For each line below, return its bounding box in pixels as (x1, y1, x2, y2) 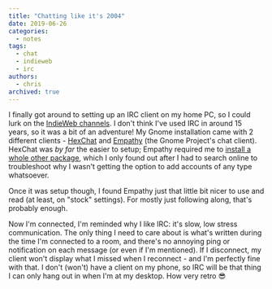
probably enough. (8, 204, 68, 213)
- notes (15, 34, 42, 43)
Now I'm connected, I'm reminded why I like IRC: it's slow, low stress (8, 219, 238, 229)
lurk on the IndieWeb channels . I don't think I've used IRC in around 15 (8, 119, 242, 129)
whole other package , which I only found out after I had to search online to (8, 153, 258, 163)
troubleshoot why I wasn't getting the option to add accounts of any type (8, 162, 253, 172)
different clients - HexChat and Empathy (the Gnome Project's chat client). (8, 136, 257, 146)
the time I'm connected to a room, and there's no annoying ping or (8, 237, 231, 247)
